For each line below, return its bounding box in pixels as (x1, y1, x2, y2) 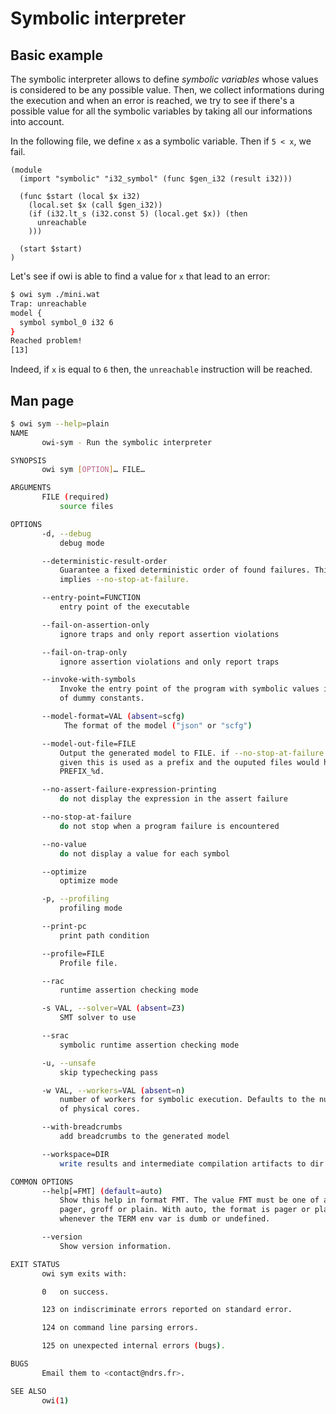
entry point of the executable (59, 602, 190, 612)
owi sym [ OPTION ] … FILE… (41, 465, 145, 475)
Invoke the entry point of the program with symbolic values (59, 684, 320, 694)
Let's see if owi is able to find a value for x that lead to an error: (10, 270, 271, 282)
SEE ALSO (10, 1386, 47, 1396)
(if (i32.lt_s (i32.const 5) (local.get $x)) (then (28, 209, 248, 219)
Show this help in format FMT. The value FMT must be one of (59, 1195, 320, 1206)
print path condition (59, 930, 150, 941)
